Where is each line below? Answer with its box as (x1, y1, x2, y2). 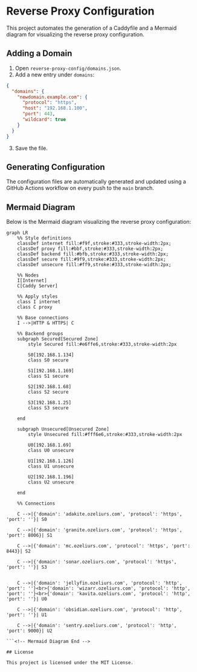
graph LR (6, 230, 28, 236)
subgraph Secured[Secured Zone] (17, 336, 98, 342)
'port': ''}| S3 (6, 564, 47, 571)
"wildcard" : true (22, 116, 66, 123)
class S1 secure (28, 373, 69, 380)
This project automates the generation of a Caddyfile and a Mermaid (6, 24, 177, 32)
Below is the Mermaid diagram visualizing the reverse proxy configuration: (6, 218, 192, 226)
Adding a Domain (6, 49, 73, 59)
